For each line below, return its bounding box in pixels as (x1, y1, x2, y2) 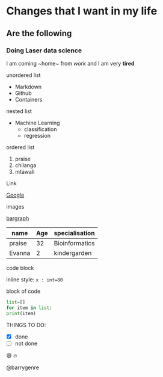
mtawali (14, 168, 35, 175)
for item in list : (6, 305, 52, 311)
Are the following (6, 28, 72, 38)
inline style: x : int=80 (6, 275, 63, 283)
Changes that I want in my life (6, 4, 158, 18)
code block (6, 264, 34, 271)
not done (14, 340, 38, 347)
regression (23, 132, 51, 139)
